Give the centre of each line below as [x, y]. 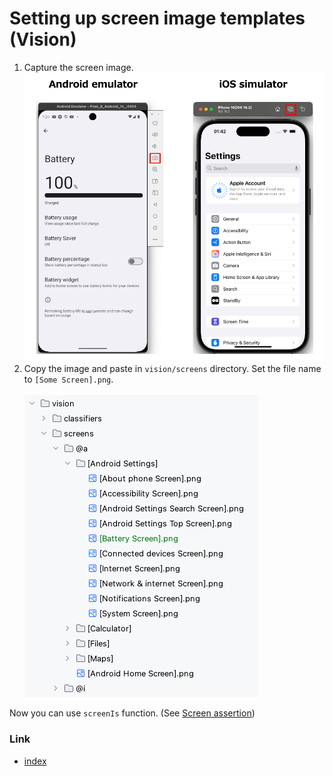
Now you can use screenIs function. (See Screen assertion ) [132, 713]
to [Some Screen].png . [68, 379]
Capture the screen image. [78, 67]
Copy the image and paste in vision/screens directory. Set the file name [172, 369]
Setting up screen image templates [157, 18]
